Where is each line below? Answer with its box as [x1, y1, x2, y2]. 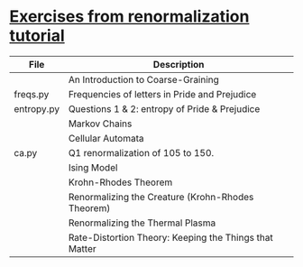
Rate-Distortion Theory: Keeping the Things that [68, 231, 273, 244]
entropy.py [14, 102, 60, 115]
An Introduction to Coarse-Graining [68, 73, 219, 86]
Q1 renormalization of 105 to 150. [68, 146, 215, 159]
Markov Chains [68, 117, 133, 130]
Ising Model [68, 161, 118, 173]
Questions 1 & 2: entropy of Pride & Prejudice [68, 102, 261, 115]
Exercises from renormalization [9, 6, 250, 27]
